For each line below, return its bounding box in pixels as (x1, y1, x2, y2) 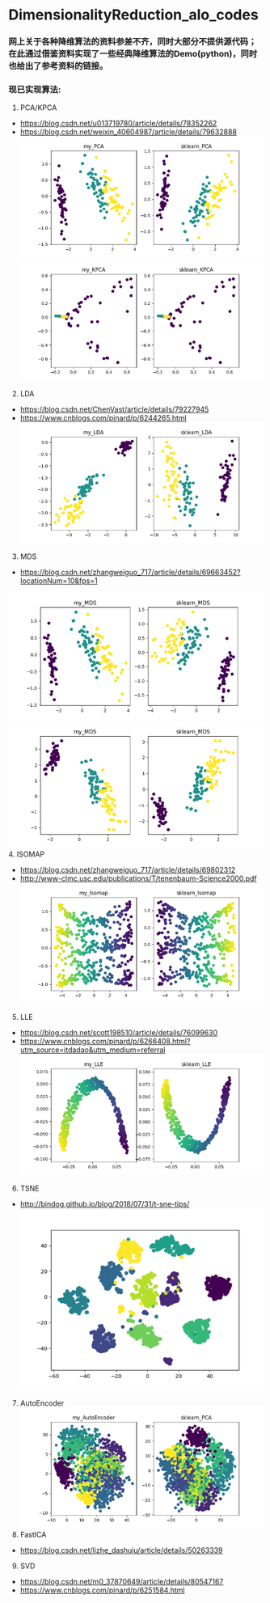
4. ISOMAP (8, 849, 45, 859)
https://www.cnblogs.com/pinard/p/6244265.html (19, 412, 188, 422)
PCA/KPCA (19, 103, 57, 112)
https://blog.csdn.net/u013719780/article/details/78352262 (19, 119, 217, 129)
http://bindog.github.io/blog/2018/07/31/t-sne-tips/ (19, 1199, 190, 1208)
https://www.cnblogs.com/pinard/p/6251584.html (19, 1585, 185, 1595)
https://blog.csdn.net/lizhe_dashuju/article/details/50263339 (19, 1546, 223, 1555)
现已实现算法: (8, 84, 61, 95)
